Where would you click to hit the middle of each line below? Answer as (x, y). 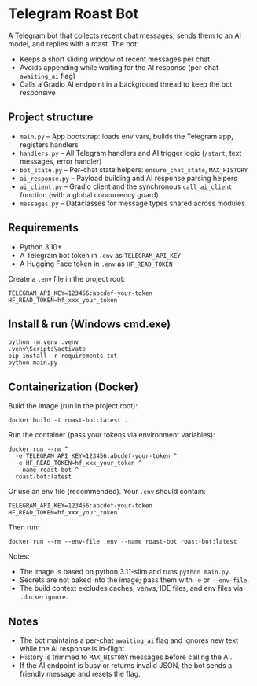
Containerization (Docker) (73, 387)
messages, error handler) (61, 161)
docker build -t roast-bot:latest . (68, 420)
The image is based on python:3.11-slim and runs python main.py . (125, 572)
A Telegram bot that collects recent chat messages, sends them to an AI (125, 35)
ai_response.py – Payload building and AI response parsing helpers (128, 178)
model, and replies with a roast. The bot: (73, 43)
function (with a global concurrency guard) (89, 194)
